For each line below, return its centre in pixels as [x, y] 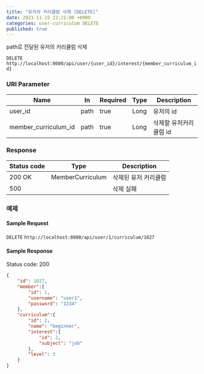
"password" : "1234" [53, 304]
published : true [27, 29]
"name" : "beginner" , [54, 326]
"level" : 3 [42, 355]
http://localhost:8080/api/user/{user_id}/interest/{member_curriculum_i [102, 64]
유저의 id [165, 111]
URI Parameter [28, 84]
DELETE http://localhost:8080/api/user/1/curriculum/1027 [80, 237]
